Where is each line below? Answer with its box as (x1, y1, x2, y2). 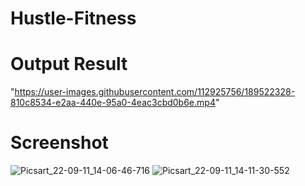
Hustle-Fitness (10, 7, 137, 30)
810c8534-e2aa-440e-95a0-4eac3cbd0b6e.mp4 (10, 97, 216, 109)
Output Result (10, 53, 128, 76)
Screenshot (10, 132, 109, 154)
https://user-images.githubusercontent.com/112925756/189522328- (14, 86, 296, 98)
